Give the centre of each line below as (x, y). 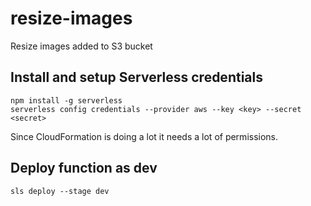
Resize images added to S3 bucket (81, 46)
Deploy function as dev (84, 168)
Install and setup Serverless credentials (136, 77)
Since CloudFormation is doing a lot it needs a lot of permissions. (144, 136)
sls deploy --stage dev (60, 191)
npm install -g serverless (66, 100)
